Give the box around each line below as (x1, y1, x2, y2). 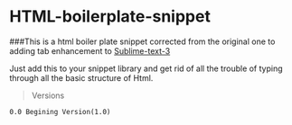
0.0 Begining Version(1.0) (9, 107, 111, 116)
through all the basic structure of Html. (9, 72, 154, 83)
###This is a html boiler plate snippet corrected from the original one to (9, 36, 276, 47)
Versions (31, 90, 65, 101)
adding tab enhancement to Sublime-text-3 (9, 45, 171, 56)
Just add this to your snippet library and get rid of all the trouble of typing (9, 63, 283, 74)
